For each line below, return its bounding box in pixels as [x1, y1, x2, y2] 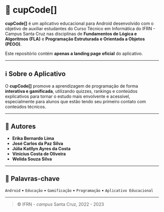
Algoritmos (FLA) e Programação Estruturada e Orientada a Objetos [5, 36, 145, 42]
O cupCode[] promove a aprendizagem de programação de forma [5, 83, 138, 89]
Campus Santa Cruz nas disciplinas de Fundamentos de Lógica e [5, 31, 137, 36]
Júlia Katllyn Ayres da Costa [12, 145, 71, 151]
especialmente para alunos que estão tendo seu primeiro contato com [5, 98, 146, 104]
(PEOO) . [5, 41, 22, 47]
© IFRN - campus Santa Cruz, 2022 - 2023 [17, 201, 104, 207]
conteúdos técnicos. [5, 104, 46, 109]
